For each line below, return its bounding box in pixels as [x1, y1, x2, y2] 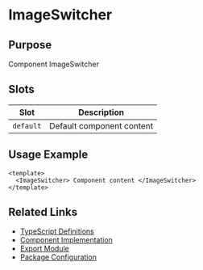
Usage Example [8, 148, 89, 162]
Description [77, 107, 125, 118]
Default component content [49, 120, 154, 131]
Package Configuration [19, 252, 97, 262]
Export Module [19, 244, 70, 254]
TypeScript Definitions [19, 226, 94, 236]
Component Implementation [19, 235, 113, 245]
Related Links [8, 205, 78, 219]
